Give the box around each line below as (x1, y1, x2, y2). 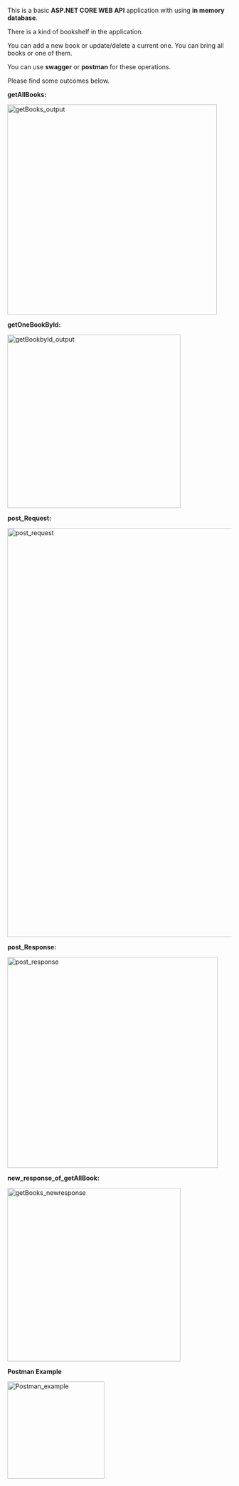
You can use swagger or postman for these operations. (7, 63, 171, 71)
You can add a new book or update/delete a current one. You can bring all (7, 41, 224, 49)
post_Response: (7, 943, 57, 951)
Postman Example (7, 1368, 62, 1375)
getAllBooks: (7, 91, 47, 98)
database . (7, 14, 38, 22)
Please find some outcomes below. (7, 76, 110, 85)
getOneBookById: (7, 320, 61, 329)
